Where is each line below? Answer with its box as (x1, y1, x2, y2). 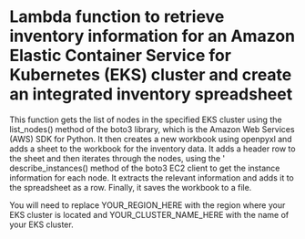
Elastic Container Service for (9, 46, 232, 66)
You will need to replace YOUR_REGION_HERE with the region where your (9, 199, 286, 211)
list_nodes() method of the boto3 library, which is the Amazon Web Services (9, 123, 295, 134)
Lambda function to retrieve (9, 6, 225, 27)
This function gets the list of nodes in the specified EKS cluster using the (9, 114, 282, 125)
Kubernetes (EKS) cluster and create (9, 65, 292, 86)
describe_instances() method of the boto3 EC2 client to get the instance (9, 162, 280, 173)
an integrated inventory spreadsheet (9, 84, 293, 105)
